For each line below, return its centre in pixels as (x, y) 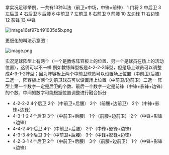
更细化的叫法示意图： (27, 40)
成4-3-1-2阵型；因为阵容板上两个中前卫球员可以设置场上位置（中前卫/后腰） (84, 74)
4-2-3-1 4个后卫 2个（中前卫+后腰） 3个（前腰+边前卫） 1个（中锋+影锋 (87, 141)
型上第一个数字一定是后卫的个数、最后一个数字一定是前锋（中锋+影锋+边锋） (84, 86)
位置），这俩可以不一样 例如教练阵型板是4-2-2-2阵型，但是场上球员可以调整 (83, 67)
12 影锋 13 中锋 (21, 20)
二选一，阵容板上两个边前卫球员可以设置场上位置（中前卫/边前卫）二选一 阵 (84, 80)
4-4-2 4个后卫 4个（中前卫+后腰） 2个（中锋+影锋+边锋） (73, 128)
